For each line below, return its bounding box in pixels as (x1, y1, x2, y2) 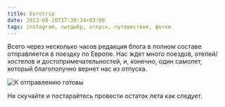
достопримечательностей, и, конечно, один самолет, (41, 57, 202, 66)
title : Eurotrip (7, 10, 55, 17)
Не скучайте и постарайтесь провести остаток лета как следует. (7, 92, 202, 100)
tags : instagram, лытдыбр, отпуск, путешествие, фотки (7, 23, 172, 30)
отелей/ (194, 50, 218, 58)
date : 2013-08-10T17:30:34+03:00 (7, 17, 105, 24)
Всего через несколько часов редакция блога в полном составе (7, 43, 202, 51)
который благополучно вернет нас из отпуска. (7, 64, 148, 73)
